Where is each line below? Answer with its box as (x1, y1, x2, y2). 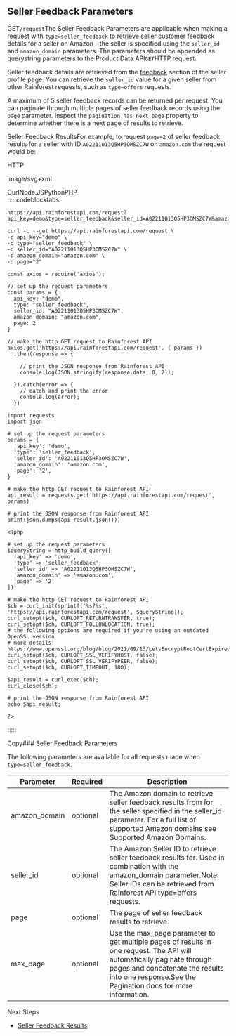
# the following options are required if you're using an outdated (7, 627, 209, 634)
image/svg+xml (7, 174, 53, 183)
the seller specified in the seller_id (109, 806, 223, 815)
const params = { (7, 289, 58, 296)
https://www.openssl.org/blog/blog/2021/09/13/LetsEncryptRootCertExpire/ (7, 645, 231, 653)
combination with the (109, 861, 179, 871)
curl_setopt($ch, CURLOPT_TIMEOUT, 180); (7, 664, 131, 671)
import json (7, 418, 42, 425)
